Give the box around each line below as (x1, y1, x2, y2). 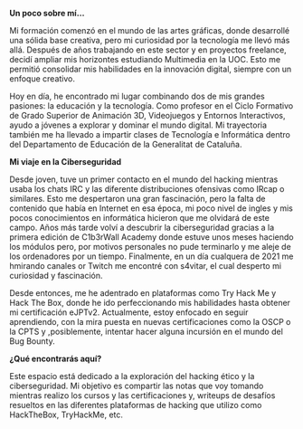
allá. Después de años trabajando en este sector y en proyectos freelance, (9, 44, 287, 55)
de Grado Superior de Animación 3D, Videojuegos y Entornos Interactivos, (9, 110, 287, 120)
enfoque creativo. (9, 73, 75, 84)
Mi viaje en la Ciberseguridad (9, 157, 122, 167)
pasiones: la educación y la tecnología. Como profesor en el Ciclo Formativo (9, 100, 294, 111)
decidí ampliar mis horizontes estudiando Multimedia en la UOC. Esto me (9, 54, 281, 64)
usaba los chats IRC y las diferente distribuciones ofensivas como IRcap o (9, 184, 285, 194)
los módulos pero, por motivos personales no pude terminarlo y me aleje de (9, 242, 291, 252)
